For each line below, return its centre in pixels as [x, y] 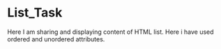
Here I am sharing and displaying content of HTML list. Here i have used [110, 32]
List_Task [35, 13]
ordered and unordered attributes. [56, 39]
